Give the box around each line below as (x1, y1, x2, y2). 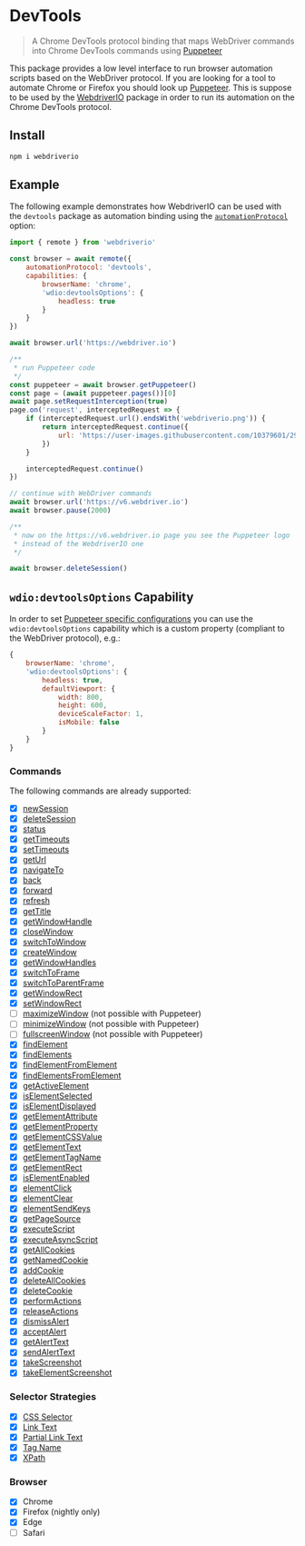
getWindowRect (22, 988, 84, 999)
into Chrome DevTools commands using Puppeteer (31, 45, 222, 55)
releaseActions (22, 1305, 79, 1316)
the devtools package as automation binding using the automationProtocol (9, 211, 289, 222)
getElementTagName (22, 1152, 102, 1163)
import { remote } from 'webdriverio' (9, 238, 156, 247)
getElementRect (22, 1162, 83, 1173)
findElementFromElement (22, 1060, 118, 1071)
